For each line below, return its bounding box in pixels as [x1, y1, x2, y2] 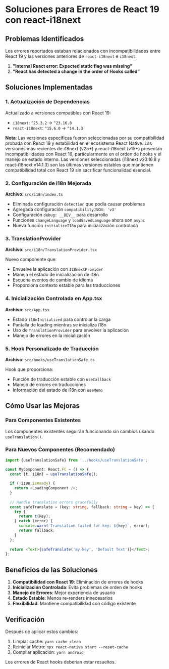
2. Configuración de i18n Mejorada [5, 180, 92, 187]
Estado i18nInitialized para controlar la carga [12, 316, 111, 322]
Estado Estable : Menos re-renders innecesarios [12, 595, 113, 601]
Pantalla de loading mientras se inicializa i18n [12, 321, 107, 327]
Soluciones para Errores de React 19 [5, 4, 160, 15]
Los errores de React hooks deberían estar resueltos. [5, 659, 116, 665]
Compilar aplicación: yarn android [12, 649, 84, 655]
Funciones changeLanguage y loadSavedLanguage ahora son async [12, 217, 145, 223]
